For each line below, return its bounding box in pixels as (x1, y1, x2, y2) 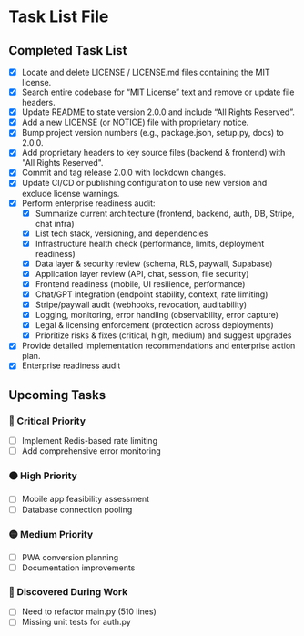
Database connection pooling (21, 504, 133, 515)
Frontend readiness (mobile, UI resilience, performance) (35, 278, 246, 289)
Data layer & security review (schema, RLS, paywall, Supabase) (35, 258, 273, 269)
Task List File (8, 6, 109, 27)
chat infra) (35, 218, 75, 229)
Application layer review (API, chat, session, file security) (35, 268, 249, 279)
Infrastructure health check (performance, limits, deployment (35, 238, 265, 249)
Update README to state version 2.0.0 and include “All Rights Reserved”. (21, 107, 295, 118)
